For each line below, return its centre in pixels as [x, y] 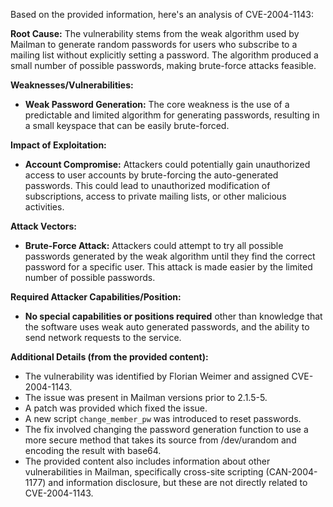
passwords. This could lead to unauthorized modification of [147, 185]
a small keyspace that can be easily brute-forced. [127, 125]
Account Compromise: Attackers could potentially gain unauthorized [167, 164]
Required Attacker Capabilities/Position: [96, 297]
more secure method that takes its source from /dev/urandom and [160, 440]
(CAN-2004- [291, 472]
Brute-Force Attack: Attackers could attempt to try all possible [154, 245]
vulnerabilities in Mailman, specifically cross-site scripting [144, 472]
